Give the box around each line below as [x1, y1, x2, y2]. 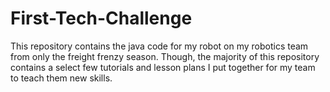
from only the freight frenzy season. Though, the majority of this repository [10, 50, 320, 62]
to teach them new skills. [10, 72, 113, 84]
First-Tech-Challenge [10, 7, 193, 30]
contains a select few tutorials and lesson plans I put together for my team [10, 61, 316, 73]
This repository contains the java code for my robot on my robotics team [10, 40, 309, 52]
